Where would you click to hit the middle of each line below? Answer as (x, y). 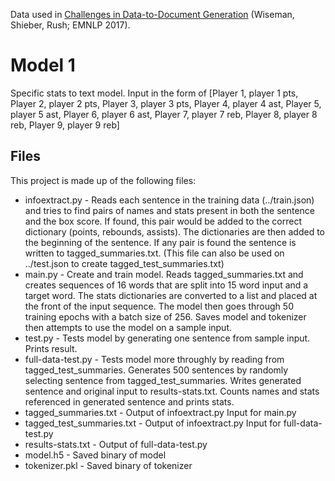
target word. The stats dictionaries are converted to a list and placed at (171, 295)
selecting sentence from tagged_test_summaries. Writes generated (163, 380)
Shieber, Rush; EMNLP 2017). (70, 25)
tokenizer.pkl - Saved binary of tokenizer (108, 465)
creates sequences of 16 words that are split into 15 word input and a (166, 285)
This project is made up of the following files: (103, 180)
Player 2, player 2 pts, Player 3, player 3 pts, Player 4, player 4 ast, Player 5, (166, 103)
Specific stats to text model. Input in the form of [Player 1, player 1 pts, (154, 93)
